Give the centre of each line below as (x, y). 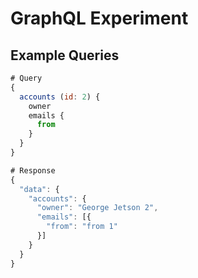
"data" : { (39, 189)
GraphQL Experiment (99, 18)
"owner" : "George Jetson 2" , (97, 208)
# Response (33, 170)
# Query (26, 78)
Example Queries (65, 55)
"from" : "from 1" (82, 227)
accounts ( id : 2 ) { (60, 97)
